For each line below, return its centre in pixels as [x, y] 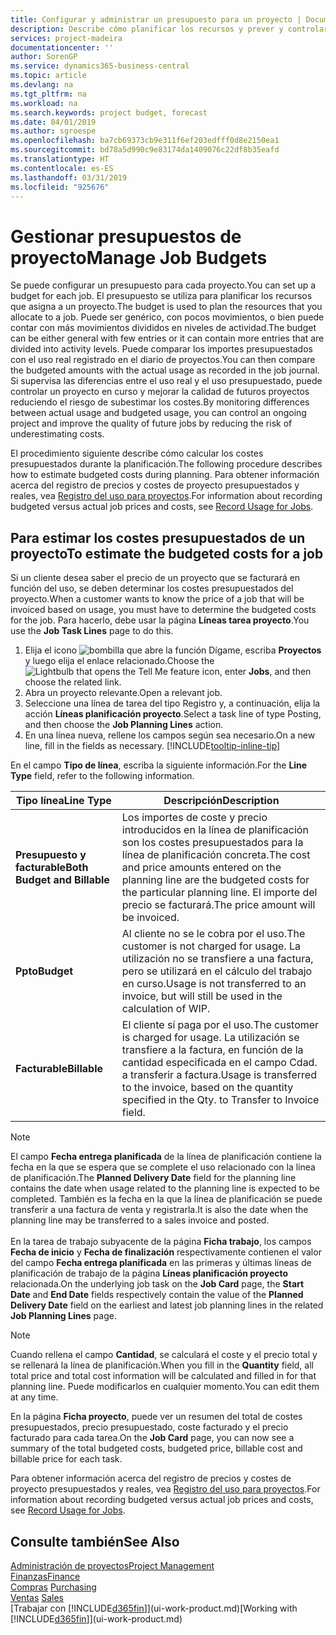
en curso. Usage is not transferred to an [214, 984]
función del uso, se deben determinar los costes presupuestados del [152, 588]
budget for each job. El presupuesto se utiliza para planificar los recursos [161, 296]
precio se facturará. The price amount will [218, 905]
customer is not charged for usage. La [211, 946]
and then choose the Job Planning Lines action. [124, 725]
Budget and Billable [62, 880]
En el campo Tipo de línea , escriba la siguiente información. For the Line [159, 765]
